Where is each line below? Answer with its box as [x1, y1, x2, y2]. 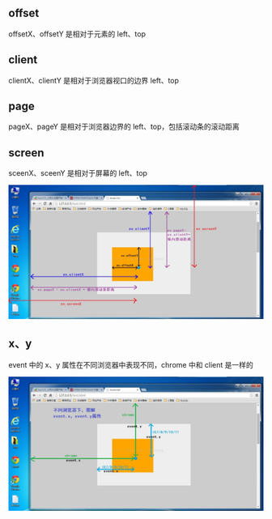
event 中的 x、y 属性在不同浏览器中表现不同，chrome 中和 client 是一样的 [8, 359, 253, 369]
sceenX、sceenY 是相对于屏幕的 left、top [8, 168, 148, 178]
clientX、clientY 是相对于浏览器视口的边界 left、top [8, 75, 180, 85]
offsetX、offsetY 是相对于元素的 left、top [8, 28, 147, 39]
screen [8, 146, 45, 160]
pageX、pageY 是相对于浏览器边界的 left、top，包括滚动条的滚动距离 [8, 121, 240, 132]
